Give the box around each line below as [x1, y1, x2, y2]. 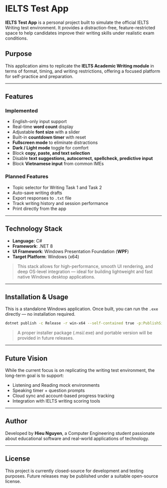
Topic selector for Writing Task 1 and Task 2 [12, 184, 102, 190]
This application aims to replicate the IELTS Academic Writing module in [5, 63, 154, 69]
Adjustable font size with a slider [12, 129, 80, 135]
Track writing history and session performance [12, 200, 108, 206]
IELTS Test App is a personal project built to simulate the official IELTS [5, 19, 149, 25]
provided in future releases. [17, 335, 74, 341]
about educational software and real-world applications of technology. [5, 435, 150, 441]
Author [5, 417, 27, 425]
